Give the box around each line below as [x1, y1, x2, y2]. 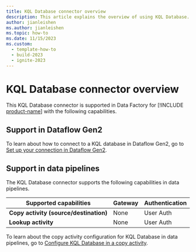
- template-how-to [11, 47, 57, 52]
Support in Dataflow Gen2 [6, 125, 102, 135]
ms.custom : [6, 41, 33, 47]
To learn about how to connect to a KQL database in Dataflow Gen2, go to [6, 141, 184, 148]
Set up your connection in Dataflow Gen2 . [6, 146, 107, 153]
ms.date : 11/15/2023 [6, 36, 57, 41]
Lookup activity [9, 218, 54, 226]
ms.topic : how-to [6, 30, 49, 36]
